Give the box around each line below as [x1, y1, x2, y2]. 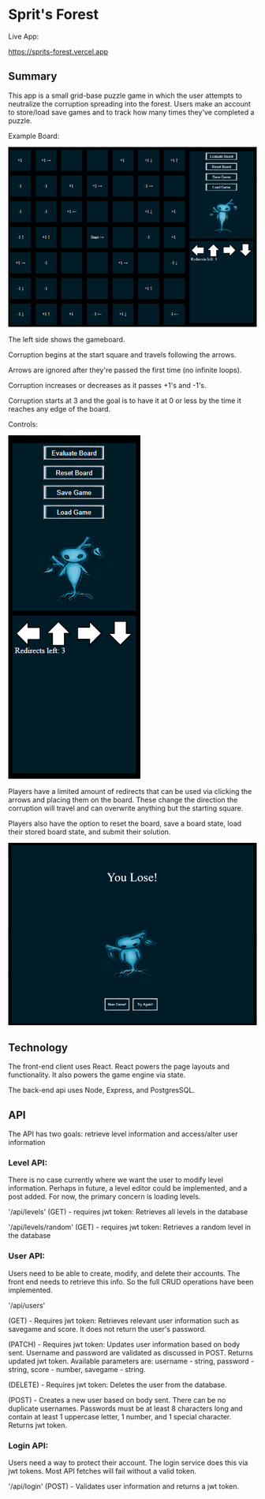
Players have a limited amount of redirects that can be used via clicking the [8, 786, 252, 796]
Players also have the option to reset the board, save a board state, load [8, 818, 242, 828]
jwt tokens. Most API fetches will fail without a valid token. [8, 1466, 197, 1475]
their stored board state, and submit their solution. [8, 826, 171, 837]
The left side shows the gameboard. [8, 334, 125, 344]
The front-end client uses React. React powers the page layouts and [8, 1062, 230, 1072]
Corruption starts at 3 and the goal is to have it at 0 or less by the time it [8, 396, 242, 405]
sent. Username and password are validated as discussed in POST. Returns [8, 1348, 254, 1357]
